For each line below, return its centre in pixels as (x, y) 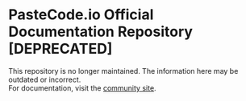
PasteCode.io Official (81, 15)
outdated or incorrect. (45, 79)
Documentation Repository (101, 32)
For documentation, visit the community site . (82, 88)
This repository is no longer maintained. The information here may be (123, 71)
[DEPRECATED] (60, 49)
